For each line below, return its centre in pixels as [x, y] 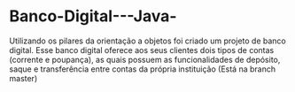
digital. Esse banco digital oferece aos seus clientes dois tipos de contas [142, 50]
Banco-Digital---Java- [93, 16]
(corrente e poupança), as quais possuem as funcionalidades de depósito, [145, 59]
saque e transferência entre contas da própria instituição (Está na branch [143, 69]
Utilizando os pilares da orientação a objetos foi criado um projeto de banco [147, 41]
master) [23, 78]
